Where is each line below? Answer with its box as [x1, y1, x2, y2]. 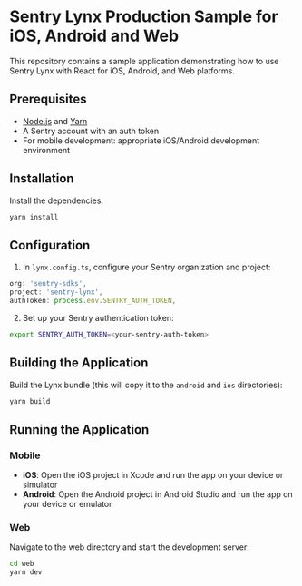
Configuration [9, 238, 91, 253]
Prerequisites [9, 92, 87, 107]
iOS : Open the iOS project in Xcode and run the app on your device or [22, 470, 284, 481]
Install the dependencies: [9, 195, 104, 206]
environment [22, 144, 71, 155]
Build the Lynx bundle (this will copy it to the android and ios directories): [9, 379, 283, 390]
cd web [9, 560, 34, 569]
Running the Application [9, 422, 150, 437]
